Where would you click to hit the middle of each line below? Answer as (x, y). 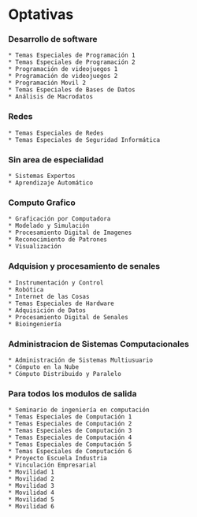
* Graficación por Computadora (59, 219)
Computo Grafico (42, 203)
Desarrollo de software (53, 39)
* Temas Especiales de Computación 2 (70, 424)
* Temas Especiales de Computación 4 (70, 438)
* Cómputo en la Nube (44, 367)
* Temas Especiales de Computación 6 (70, 452)
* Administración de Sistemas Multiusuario (81, 360)
